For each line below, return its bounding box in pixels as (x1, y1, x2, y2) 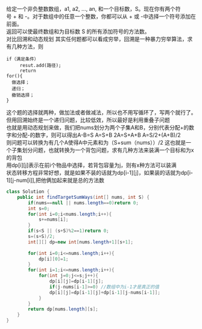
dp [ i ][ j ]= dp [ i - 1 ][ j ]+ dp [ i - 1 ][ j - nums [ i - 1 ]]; (49, 289, 161, 295)
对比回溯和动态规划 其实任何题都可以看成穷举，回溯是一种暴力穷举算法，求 (6, 36, 193, 42)
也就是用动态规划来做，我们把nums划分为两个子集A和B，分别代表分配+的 (6, 124, 189, 131)
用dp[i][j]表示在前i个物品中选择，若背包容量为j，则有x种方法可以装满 (6, 161, 177, 169)
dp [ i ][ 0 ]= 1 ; (38, 255, 69, 262)
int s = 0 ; (28, 205, 50, 211)
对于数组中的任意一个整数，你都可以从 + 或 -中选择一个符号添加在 (32, 13, 197, 20)
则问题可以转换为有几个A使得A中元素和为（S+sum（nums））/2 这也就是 (6, 139, 186, 146)
